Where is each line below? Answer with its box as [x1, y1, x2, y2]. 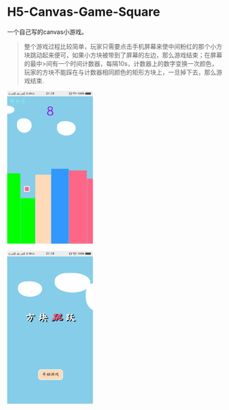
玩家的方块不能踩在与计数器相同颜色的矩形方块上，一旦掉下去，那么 [23, 68, 217, 76]
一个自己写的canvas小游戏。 [7, 27, 88, 36]
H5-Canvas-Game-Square [7, 4, 160, 20]
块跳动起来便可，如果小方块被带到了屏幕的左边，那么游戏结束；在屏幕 [23, 51, 223, 59]
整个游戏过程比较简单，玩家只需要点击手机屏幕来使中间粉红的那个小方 [23, 42, 223, 50]
